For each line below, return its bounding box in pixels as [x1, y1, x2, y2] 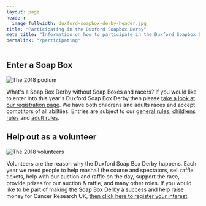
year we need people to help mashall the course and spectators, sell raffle [6, 166, 194, 174]
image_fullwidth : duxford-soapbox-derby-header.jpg [12, 20, 147, 26]
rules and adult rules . [6, 114, 60, 121]
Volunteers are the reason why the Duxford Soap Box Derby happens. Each [6, 160, 197, 167]
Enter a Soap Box [6, 60, 73, 70]
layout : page [6, 9, 40, 15]
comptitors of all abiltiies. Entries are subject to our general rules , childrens [6, 108, 196, 115]
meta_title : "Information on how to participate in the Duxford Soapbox [6, 32, 196, 38]
